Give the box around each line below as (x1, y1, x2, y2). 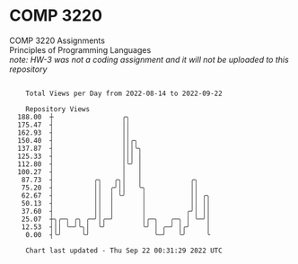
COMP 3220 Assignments (9, 35, 106, 46)
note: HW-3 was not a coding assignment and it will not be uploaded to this (9, 54, 289, 65)
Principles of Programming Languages (9, 44, 152, 55)
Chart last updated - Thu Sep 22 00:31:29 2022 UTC (25, 246, 223, 255)
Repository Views (25, 104, 91, 113)
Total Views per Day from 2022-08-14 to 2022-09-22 (25, 89, 223, 98)
